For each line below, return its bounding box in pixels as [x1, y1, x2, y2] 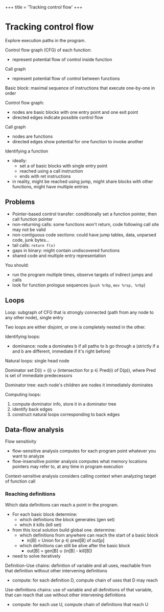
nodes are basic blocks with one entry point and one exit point [12, 109, 139, 115]
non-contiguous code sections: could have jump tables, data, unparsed [12, 231, 157, 237]
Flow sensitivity [5, 438, 37, 444]
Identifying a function [5, 148, 48, 154]
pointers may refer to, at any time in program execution [12, 463, 123, 470]
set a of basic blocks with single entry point [19, 163, 108, 169]
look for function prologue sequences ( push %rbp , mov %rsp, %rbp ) [12, 282, 146, 288]
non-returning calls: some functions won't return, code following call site [12, 221, 159, 227]
